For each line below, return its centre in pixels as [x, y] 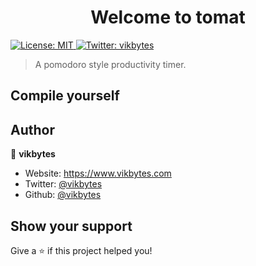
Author [32, 129]
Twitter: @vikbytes [63, 184]
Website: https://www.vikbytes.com [98, 173]
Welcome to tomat [168, 17]
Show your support [71, 226]
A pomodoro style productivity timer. [110, 64]
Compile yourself [65, 96]
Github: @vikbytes [63, 195]
